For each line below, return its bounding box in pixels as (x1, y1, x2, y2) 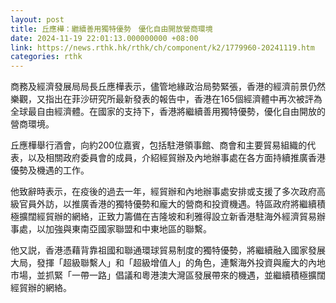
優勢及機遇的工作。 (10, 164, 90, 176)
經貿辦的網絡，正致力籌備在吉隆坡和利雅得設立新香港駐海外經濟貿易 (36, 211, 317, 223)
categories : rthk (10, 52, 83, 62)
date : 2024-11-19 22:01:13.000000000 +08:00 (10, 33, 199, 43)
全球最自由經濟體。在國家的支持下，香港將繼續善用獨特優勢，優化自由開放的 (10, 106, 326, 118)
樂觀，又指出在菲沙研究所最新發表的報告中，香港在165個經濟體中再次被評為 (10, 93, 323, 105)
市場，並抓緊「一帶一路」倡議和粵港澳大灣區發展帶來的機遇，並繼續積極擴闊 (10, 269, 326, 281)
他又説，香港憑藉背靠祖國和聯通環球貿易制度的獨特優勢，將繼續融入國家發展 (10, 244, 326, 256)
